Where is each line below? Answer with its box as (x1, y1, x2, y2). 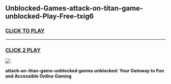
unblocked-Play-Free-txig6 (5, 12, 94, 21)
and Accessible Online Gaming (5, 73, 72, 79)
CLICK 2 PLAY (5, 46, 41, 53)
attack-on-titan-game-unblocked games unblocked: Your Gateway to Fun (5, 67, 164, 73)
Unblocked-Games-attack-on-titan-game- (5, 4, 144, 13)
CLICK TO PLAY (5, 27, 45, 35)
